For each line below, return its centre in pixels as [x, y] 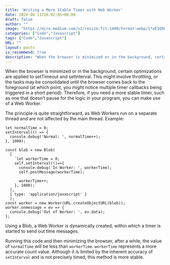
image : [12, 29]
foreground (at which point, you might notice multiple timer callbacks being [83, 87]
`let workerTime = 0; [37, 159]
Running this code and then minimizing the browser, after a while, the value [83, 241]
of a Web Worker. [23, 104]
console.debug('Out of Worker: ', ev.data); [57, 212]
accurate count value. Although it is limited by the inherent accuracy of [79, 252]
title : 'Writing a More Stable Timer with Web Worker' [64, 10]
